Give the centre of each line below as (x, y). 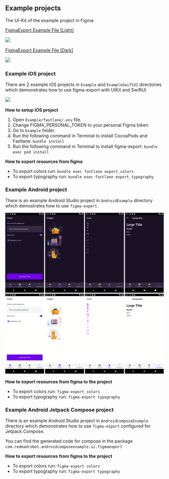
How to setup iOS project (32, 110)
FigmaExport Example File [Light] (39, 30)
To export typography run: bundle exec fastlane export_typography (83, 177)
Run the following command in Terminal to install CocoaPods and (80, 136)
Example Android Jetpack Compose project (60, 410)
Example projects (33, 8)
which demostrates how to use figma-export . (52, 206)
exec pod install (31, 152)
